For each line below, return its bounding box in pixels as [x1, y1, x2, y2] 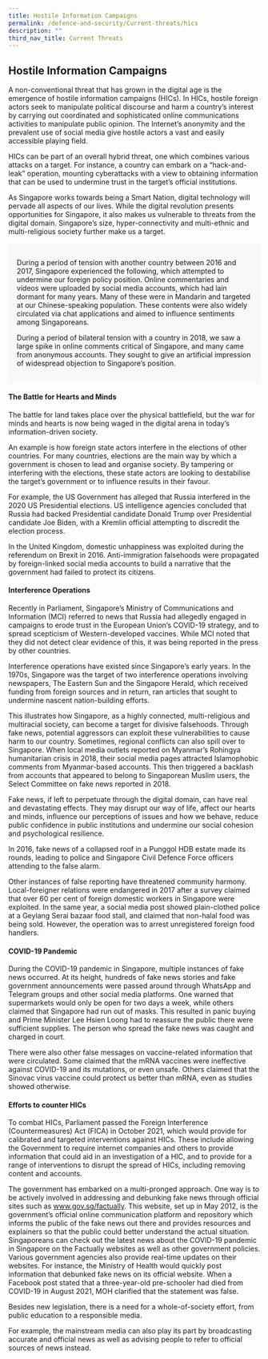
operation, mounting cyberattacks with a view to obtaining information [26, 169, 258, 179]
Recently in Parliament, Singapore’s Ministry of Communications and [8, 603, 234, 613]
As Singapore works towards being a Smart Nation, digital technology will [8, 193, 250, 203]
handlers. [8, 928, 40, 938]
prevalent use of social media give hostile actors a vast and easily [8, 127, 226, 137]
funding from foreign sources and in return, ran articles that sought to [8, 687, 238, 697]
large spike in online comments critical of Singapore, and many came [16, 341, 245, 351]
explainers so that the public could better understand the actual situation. [8, 1227, 250, 1236]
